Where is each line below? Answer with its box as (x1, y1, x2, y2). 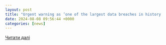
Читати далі (5, 35, 30, 41)
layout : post (5, 7, 32, 12)
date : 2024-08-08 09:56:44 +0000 (5, 16, 75, 21)
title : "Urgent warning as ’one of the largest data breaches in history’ (5, 12, 164, 17)
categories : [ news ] (5, 21, 46, 26)
